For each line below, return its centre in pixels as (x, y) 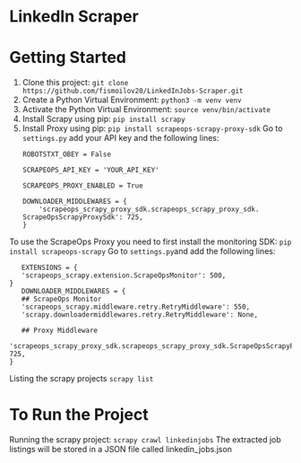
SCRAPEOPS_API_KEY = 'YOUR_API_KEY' (90, 170)
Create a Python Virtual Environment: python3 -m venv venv (132, 100)
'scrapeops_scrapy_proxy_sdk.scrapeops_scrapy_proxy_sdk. (149, 210)
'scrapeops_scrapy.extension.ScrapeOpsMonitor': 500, (124, 275)
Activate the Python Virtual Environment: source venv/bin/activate (146, 109)
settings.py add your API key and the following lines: (120, 138)
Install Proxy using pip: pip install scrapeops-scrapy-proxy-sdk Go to (152, 128)
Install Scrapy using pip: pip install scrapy (103, 119)
